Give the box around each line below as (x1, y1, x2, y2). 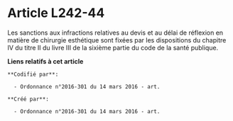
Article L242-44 (7, 5, 105, 21)
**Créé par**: (7, 96, 50, 103)
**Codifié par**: (7, 71, 59, 78)
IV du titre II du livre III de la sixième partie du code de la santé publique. (7, 43, 219, 52)
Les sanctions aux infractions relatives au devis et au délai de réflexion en (7, 28, 224, 37)
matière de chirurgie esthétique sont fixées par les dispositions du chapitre (7, 35, 227, 44)
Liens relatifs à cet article (7, 57, 84, 65)
